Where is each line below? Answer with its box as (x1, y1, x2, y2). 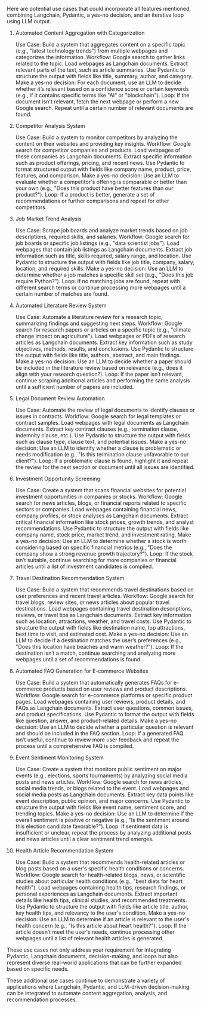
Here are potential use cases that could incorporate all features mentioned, (7, 5, 191, 12)
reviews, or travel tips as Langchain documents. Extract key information (15, 612, 191, 618)
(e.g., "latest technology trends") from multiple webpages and (15, 47, 168, 54)
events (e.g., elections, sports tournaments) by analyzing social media (15, 772, 188, 779)
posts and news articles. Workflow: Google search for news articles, (15, 778, 184, 785)
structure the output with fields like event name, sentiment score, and (15, 803, 187, 811)
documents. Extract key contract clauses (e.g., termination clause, (15, 425, 178, 433)
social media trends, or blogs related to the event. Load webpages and (15, 785, 190, 792)
